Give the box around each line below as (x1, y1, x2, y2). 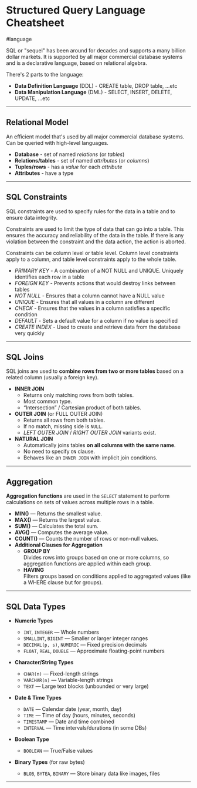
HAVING (23, 567, 44, 574)
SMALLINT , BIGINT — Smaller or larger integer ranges (23, 635, 148, 642)
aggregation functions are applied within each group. (23, 560, 152, 567)
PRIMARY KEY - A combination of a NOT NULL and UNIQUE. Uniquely (14, 267, 184, 274)
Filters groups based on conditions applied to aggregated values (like (23, 572, 191, 580)
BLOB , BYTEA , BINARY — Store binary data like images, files (23, 770, 160, 777)
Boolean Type (14, 736, 49, 743)
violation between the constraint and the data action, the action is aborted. (6, 238, 186, 245)
